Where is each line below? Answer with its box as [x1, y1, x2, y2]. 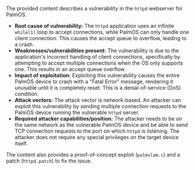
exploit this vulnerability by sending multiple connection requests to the [14, 103, 187, 109]
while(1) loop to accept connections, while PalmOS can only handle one [14, 29, 189, 36]
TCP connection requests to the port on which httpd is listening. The [14, 127, 180, 134]
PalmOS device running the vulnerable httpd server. [14, 109, 140, 116]
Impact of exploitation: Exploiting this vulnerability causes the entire [14, 72, 180, 79]
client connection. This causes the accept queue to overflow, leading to [14, 35, 187, 41]
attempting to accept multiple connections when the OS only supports [14, 59, 183, 66]
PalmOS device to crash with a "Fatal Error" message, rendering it [14, 78, 173, 85]
